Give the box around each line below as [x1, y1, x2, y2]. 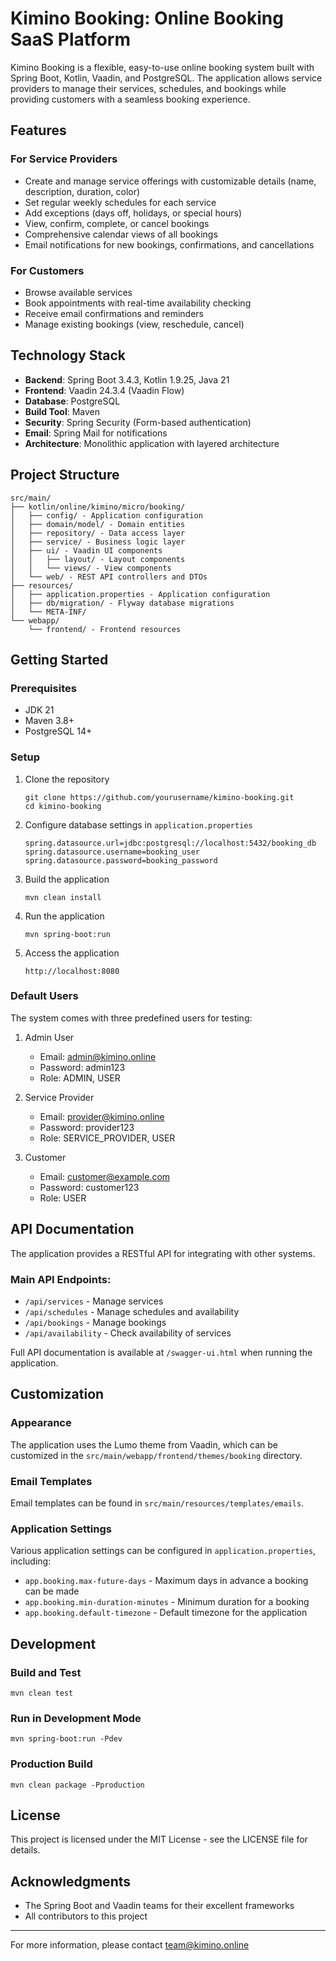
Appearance [10, 1416, 72, 1430]
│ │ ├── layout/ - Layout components [10, 554, 186, 564]
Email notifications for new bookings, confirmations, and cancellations [24, 238, 315, 251]
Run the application [24, 910, 105, 922]
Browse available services [24, 286, 133, 298]
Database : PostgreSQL [24, 395, 121, 407]
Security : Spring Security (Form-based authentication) [24, 416, 252, 428]
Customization [10, 1386, 105, 1403]
